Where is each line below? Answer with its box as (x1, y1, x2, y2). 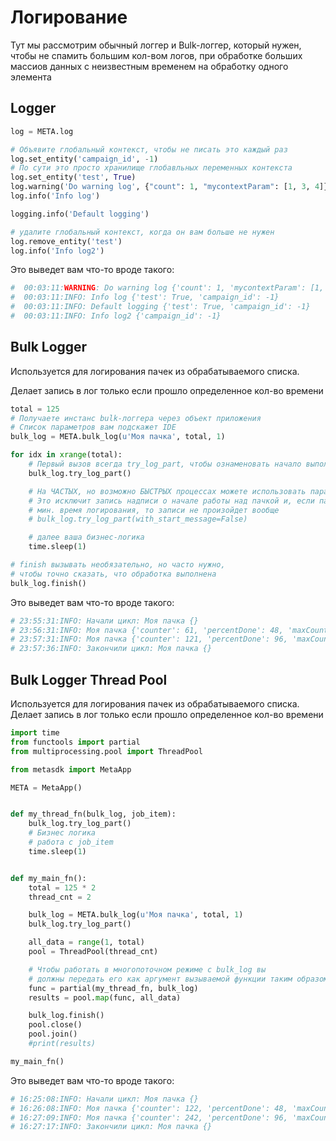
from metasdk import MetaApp (10, 764, 132, 775)
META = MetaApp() (10, 782, 83, 793)
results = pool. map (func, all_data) (28, 992, 182, 1003)
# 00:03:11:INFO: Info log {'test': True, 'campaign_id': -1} (10, 292, 280, 303)
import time (10, 728, 60, 738)
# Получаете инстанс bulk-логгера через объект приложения (10, 413, 262, 423)
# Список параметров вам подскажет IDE (10, 422, 177, 433)
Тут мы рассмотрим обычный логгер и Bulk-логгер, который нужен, (10, 39, 302, 51)
